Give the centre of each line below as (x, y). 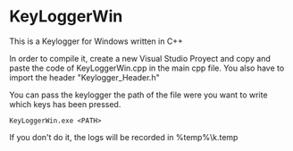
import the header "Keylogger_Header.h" (84, 77)
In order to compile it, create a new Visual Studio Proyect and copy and (140, 58)
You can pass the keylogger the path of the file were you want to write (138, 95)
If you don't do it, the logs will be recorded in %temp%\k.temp (124, 137)
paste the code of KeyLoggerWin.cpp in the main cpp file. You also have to (147, 68)
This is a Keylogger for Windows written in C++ (96, 41)
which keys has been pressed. (65, 104)
